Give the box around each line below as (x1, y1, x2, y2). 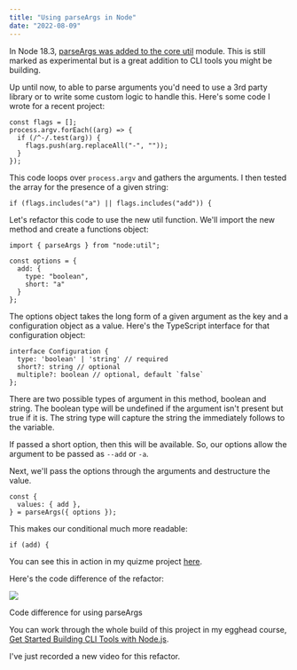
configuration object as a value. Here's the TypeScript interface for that (9, 320, 270, 331)
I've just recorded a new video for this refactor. (9, 650, 181, 661)
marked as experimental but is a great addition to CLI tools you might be (9, 55, 273, 66)
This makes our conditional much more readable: (9, 523, 188, 533)
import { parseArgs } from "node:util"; (9, 240, 161, 249)
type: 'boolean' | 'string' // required (17, 354, 168, 364)
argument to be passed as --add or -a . (9, 448, 149, 459)
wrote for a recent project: (9, 100, 105, 111)
